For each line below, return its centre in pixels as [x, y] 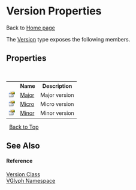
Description [57, 86]
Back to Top [24, 127]
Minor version [57, 113]
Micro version [57, 104]
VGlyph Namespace [31, 181]
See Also [23, 146]
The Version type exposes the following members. [68, 39]
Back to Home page [31, 28]
